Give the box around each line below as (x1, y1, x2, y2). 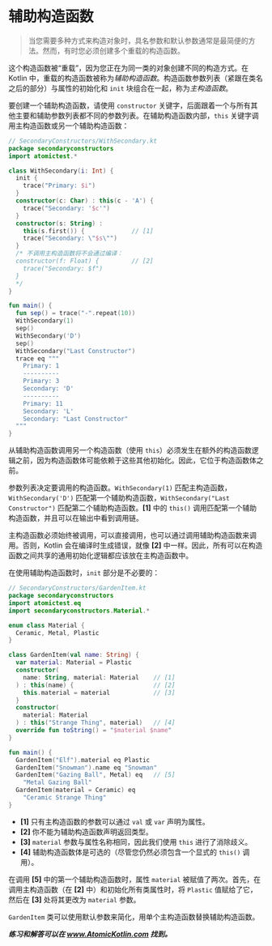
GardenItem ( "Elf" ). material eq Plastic (15, 756, 151, 764)
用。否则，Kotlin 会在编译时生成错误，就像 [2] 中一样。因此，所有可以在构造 (8, 540, 263, 551)
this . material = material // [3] (23, 688, 176, 697)
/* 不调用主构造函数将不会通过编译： (15, 249, 124, 258)
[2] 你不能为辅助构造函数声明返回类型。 (19, 827, 154, 837)
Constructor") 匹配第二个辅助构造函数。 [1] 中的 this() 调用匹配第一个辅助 (8, 503, 257, 513)
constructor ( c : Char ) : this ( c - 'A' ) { (15, 197, 154, 205)
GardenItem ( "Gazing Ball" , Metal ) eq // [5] (15, 771, 176, 779)
